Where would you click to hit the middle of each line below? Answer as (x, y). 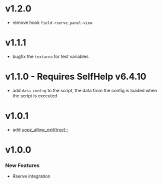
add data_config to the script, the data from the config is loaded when (85, 90)
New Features (22, 165)
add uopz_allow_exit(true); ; (40, 130)
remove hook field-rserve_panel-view (52, 22)
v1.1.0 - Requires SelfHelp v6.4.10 (76, 77)
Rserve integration (31, 176)
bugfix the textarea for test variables (50, 56)
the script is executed (35, 96)
